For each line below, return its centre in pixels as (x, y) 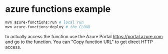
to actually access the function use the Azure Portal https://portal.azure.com (84, 36)
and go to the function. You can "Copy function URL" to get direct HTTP (79, 42)
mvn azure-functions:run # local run (44, 22)
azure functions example (58, 9)
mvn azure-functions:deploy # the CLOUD (48, 27)
